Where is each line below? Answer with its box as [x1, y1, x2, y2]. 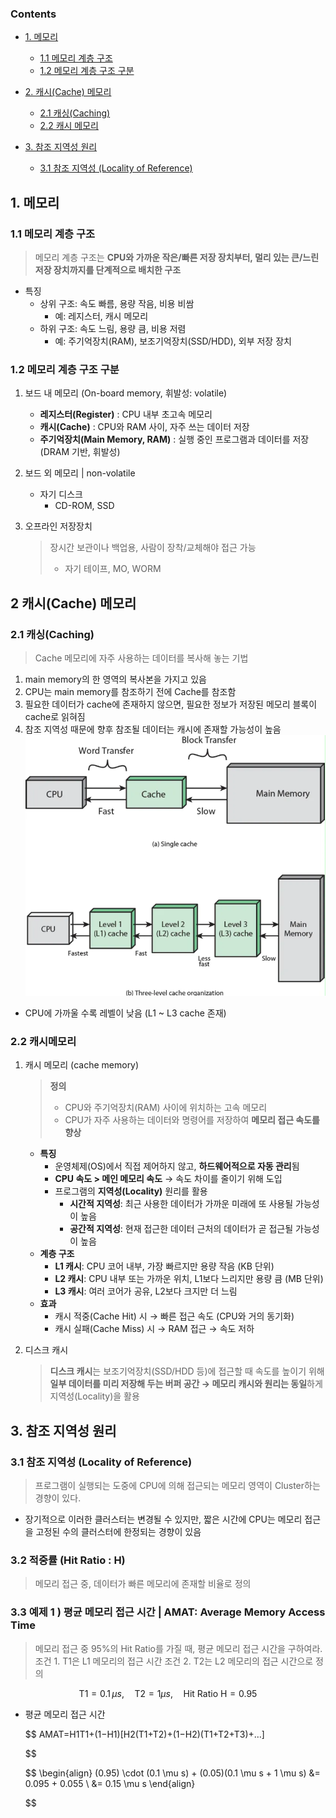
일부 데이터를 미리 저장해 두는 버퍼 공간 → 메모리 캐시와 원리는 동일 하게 [49, 1378, 323, 1390]
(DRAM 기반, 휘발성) [39, 446, 121, 458]
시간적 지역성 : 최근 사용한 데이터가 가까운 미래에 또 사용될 [69, 1198, 294, 1210]
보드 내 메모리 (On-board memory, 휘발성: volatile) [24, 387, 228, 399]
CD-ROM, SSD [54, 500, 115, 512]
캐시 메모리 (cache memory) [24, 1059, 140, 1071]
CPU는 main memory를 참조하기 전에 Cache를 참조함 [24, 685, 237, 697]
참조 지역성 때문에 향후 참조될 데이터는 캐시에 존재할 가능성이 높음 [24, 723, 282, 735]
